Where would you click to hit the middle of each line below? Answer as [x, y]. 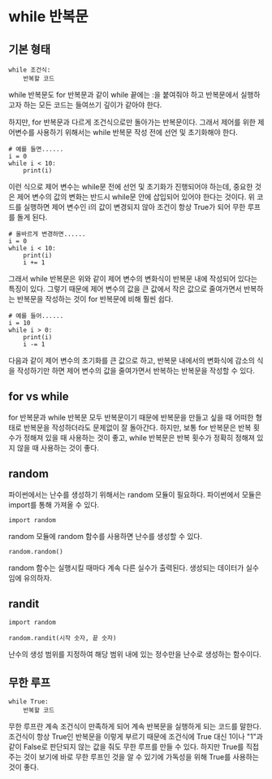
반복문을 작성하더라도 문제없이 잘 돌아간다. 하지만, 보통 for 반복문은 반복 [137, 427]
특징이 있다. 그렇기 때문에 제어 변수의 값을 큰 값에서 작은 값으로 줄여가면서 [125, 289]
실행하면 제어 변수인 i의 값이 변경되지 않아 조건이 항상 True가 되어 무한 [134, 207]
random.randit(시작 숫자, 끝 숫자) [63, 638]
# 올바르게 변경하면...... [47, 234]
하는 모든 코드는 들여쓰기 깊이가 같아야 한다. [93, 105]
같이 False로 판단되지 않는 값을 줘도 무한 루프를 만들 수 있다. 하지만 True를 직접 [134, 747]
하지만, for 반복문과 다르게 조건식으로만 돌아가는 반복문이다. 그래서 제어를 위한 [132, 122]
